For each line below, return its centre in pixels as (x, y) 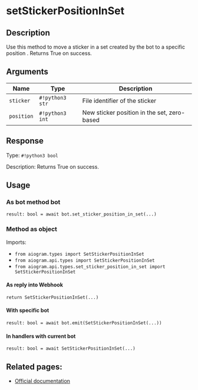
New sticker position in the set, (125, 112)
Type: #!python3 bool (32, 155)
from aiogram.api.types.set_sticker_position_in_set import (90, 267)
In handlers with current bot (41, 336)
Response (25, 141)
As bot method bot (33, 202)
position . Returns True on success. (49, 53)
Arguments (27, 72)
